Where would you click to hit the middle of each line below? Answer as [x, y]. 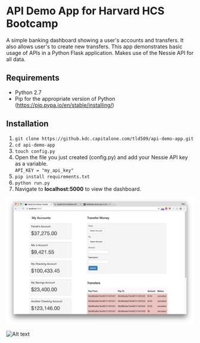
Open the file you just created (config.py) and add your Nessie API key [101, 157]
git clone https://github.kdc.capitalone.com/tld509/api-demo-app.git [104, 138]
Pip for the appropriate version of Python [65, 98]
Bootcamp [32, 24]
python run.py [32, 183]
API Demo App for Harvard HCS [85, 11]
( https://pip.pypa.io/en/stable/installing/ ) [64, 105]
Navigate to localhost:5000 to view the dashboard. [78, 189]
